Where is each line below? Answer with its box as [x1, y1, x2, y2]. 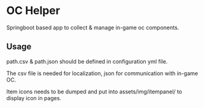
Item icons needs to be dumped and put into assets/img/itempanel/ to [6, 88, 183, 95]
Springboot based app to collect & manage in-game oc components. [6, 24, 179, 31]
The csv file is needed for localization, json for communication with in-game [6, 70, 198, 77]
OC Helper [6, 4, 60, 18]
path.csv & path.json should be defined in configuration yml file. [6, 57, 168, 65]
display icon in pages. [6, 94, 62, 101]
